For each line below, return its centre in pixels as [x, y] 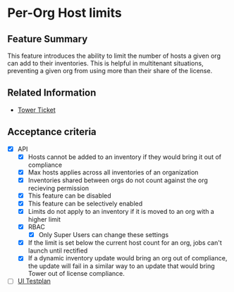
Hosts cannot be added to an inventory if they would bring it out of [125, 157]
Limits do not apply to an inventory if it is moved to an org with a [121, 211]
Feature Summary [48, 39]
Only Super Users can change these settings [104, 235]
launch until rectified [58, 250]
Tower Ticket [36, 110]
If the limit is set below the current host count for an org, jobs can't [125, 243]
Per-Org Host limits [64, 13]
